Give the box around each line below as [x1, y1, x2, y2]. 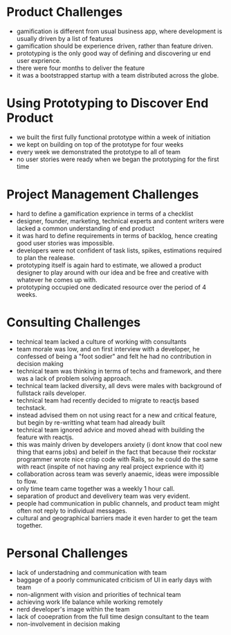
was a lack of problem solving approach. [16, 374, 133, 383]
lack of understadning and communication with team [16, 568, 167, 576]
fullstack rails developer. [16, 389, 86, 397]
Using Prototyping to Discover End [6, 95, 209, 111]
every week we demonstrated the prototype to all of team [16, 147, 181, 156]
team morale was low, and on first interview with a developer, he [16, 344, 200, 353]
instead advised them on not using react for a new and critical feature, [16, 411, 217, 419]
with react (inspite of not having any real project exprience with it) [16, 462, 205, 470]
